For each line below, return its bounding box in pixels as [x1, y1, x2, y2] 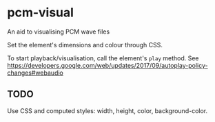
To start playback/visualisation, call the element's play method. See [7, 53, 199, 62]
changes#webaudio [7, 69, 63, 77]
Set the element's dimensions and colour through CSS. [7, 40, 163, 49]
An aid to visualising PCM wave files [7, 27, 110, 36]
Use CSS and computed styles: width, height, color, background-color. [7, 106, 208, 114]
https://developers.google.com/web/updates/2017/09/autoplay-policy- [7, 61, 208, 69]
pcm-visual [7, 5, 74, 21]
